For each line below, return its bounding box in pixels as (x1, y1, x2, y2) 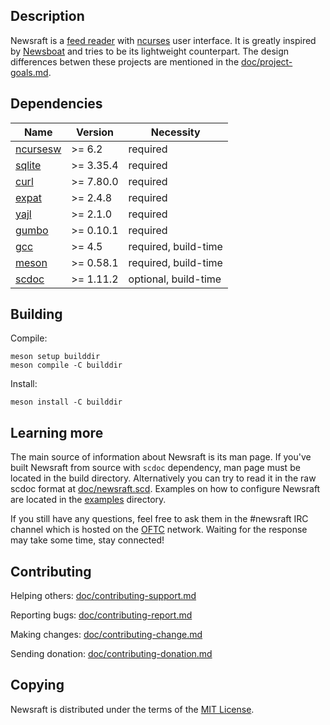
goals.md (10, 66, 49, 78)
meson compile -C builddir (10, 360, 123, 371)
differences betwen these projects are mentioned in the (10, 55, 240, 68)
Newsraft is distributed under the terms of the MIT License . (10, 703, 255, 715)
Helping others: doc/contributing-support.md (10, 590, 197, 602)
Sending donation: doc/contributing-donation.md (10, 648, 213, 660)
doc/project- (240, 55, 293, 68)
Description (10, 8, 85, 25)
